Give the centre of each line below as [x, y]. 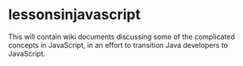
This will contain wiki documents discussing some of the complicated [122, 37]
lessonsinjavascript [75, 15]
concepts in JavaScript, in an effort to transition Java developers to [118, 45]
